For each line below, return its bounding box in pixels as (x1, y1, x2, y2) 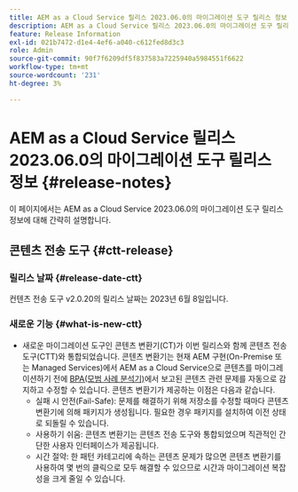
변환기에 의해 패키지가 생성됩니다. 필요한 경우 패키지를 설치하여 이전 (35, 406, 271, 417)
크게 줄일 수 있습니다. (51, 472, 126, 484)
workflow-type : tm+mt (9, 63, 90, 72)
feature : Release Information (9, 29, 122, 38)
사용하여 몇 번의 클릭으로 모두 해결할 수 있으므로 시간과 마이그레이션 (35, 462, 271, 472)
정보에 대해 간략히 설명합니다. (9, 214, 112, 225)
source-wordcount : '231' (9, 71, 101, 80)
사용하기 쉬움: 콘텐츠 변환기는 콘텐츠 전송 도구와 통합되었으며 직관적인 (35, 428, 278, 440)
